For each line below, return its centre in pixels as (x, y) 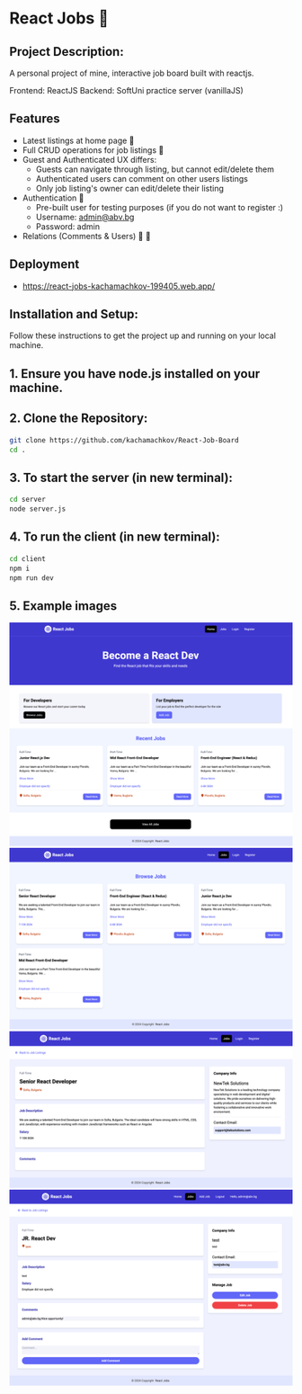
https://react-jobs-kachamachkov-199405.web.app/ (119, 286)
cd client (28, 558)
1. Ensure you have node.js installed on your (135, 374)
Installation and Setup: (74, 314)
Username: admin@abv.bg (85, 217)
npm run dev (31, 578)
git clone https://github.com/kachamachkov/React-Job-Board (124, 440)
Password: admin (68, 226)
